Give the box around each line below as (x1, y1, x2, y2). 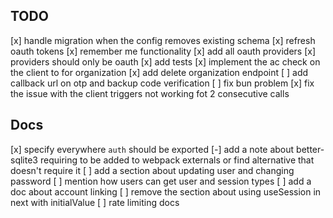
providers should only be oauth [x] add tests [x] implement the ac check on (10, 55, 321, 68)
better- (296, 143, 325, 155)
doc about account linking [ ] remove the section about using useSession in (10, 185, 322, 198)
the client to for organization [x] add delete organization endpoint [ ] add (10, 66, 309, 78)
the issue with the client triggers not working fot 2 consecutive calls (10, 87, 290, 99)
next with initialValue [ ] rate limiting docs (10, 196, 180, 208)
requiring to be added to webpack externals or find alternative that (39, 154, 315, 166)
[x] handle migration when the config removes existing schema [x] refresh (10, 34, 316, 46)
